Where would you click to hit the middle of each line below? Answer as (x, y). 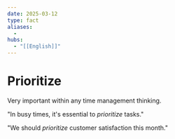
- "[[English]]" (37, 46)
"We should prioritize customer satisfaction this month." (87, 128)
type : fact (23, 20)
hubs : (15, 40)
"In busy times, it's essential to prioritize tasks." (76, 114)
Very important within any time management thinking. (84, 100)
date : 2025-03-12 (33, 14)
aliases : (20, 27)
